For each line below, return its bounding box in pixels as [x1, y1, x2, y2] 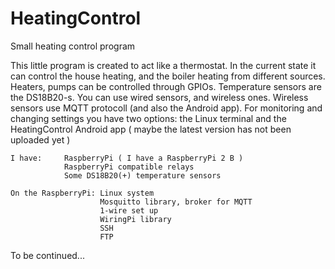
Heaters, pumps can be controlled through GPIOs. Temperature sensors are [10, 80, 322, 92]
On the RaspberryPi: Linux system [10, 188, 155, 198]
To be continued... [10, 249, 85, 261]
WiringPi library [99, 214, 172, 224]
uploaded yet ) [10, 133, 71, 146]
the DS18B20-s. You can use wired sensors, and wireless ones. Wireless [10, 91, 309, 103]
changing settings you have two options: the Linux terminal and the [10, 112, 287, 124]
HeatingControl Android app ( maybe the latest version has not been [10, 123, 292, 135]
